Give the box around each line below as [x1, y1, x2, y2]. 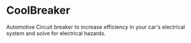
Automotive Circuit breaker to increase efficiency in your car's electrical [6, 23, 186, 30]
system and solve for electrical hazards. [6, 29, 106, 36]
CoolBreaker [6, 4, 71, 17]
